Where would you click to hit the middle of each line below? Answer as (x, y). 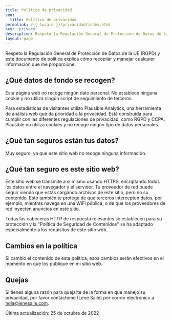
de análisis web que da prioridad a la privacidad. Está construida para (79, 114)
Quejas (17, 280)
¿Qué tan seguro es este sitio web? (62, 169)
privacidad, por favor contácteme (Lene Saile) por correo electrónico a (80, 297)
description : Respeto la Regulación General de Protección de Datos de (83, 34)
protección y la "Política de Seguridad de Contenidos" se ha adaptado (79, 224)
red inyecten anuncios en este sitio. (43, 209)
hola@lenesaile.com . (27, 303)
